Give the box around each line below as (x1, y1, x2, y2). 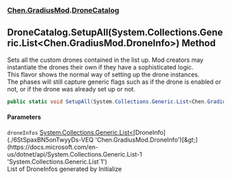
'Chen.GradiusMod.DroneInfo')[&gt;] (95, 135, 198, 144)
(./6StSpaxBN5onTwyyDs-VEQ (7, 135, 94, 144)
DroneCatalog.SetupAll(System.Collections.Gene (7, 27, 223, 38)
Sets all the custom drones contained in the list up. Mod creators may (7, 56, 204, 64)
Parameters (7, 113, 41, 122)
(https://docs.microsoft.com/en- (7, 143, 98, 151)
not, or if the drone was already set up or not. (7, 85, 135, 93)
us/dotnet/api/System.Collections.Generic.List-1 (7, 150, 142, 158)
